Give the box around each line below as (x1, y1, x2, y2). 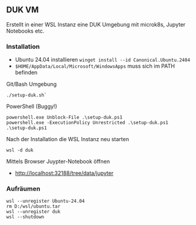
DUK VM (6, 5, 39, 15)
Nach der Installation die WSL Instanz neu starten (6, 136, 130, 143)
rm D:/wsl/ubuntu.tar (6, 203, 61, 210)
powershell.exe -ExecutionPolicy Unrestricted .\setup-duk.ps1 (6, 120, 169, 126)
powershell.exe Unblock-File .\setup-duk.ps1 (6, 115, 122, 121)
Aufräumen (6, 185, 40, 193)
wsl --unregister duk (6, 209, 61, 215)
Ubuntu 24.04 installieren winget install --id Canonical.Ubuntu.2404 (14, 56, 191, 63)
